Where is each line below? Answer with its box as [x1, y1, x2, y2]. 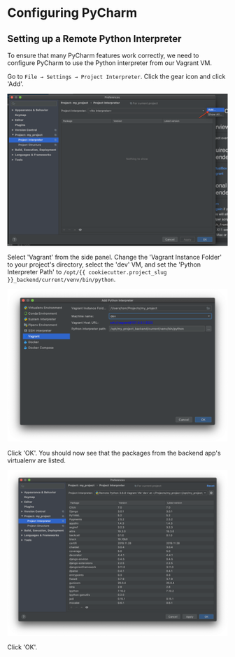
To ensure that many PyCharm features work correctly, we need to [7, 51, 199, 59]
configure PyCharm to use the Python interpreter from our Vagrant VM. [7, 59, 212, 67]
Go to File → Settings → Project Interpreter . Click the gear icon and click [7, 72, 226, 80]
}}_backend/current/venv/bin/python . [7, 275, 116, 284]
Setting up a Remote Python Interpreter [7, 33, 182, 45]
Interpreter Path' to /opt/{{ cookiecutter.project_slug [7, 268, 167, 276]
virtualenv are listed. [7, 456, 66, 465]
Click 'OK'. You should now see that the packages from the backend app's [7, 448, 222, 457]
